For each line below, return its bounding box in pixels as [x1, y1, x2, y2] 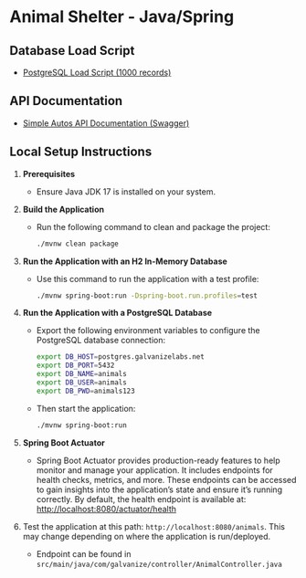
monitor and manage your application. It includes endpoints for [36, 464, 274, 476]
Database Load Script [9, 43, 135, 58]
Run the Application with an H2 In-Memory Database [22, 256, 228, 267]
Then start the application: [36, 403, 136, 414]
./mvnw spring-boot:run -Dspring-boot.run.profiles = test [36, 290, 259, 300]
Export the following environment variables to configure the [36, 325, 260, 336]
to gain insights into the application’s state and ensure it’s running [36, 484, 283, 495]
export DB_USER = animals [36, 378, 128, 387]
